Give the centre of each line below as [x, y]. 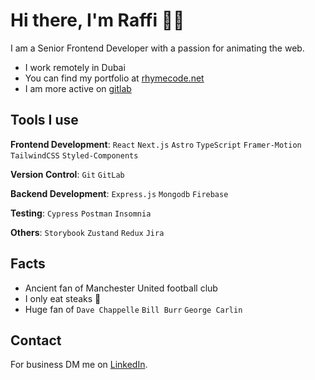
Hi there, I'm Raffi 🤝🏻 [97, 20]
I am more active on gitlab [78, 88]
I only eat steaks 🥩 [63, 298]
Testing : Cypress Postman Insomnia [81, 213]
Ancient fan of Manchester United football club [121, 288]
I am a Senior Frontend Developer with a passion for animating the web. [157, 48]
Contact [36, 340]
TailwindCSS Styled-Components [74, 155]
